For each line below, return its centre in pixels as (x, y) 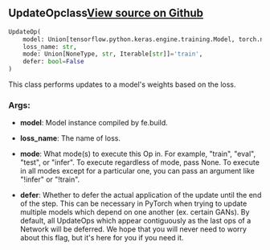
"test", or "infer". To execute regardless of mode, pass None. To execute (139, 162)
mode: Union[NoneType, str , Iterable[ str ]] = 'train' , (113, 54)
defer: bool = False (53, 62)
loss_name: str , (50, 47)
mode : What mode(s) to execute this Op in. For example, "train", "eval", (137, 154)
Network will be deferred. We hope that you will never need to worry (133, 229)
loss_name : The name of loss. (70, 138)
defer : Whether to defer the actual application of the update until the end (141, 195)
